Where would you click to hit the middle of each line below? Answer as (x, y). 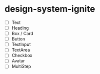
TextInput (21, 44)
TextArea (21, 50)
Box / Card (22, 34)
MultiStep (21, 66)
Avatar (18, 61)
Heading (20, 28)
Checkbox (22, 55)
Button (18, 39)
